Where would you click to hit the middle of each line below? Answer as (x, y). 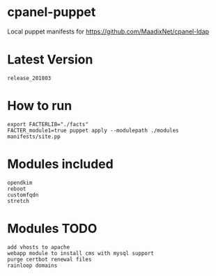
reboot (17, 189)
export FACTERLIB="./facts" (48, 124)
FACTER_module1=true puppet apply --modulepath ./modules (93, 130)
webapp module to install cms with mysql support (81, 253)
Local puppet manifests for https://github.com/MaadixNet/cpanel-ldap (108, 31)
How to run (40, 106)
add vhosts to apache (39, 247)
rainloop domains (32, 266)
